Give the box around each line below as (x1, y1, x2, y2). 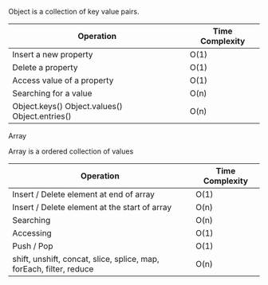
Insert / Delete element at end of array (12, 189, 156, 200)
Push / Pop (12, 240, 53, 252)
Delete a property (12, 62, 78, 72)
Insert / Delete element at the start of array (12, 202, 172, 213)
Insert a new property (12, 49, 93, 60)
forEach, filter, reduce (12, 264, 94, 274)
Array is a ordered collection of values (8, 146, 134, 156)
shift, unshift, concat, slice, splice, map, (12, 254, 160, 264)
